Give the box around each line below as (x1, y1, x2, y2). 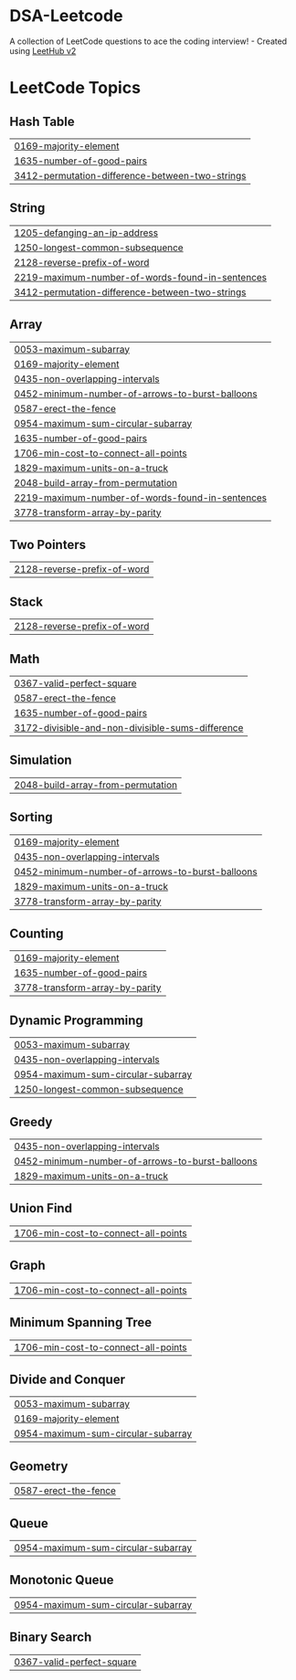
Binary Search (9, 1630, 92, 1645)
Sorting (9, 809, 53, 825)
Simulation (9, 753, 72, 768)
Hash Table (9, 113, 75, 129)
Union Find (9, 1200, 73, 1216)
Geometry (9, 1458, 69, 1474)
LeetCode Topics (9, 78, 142, 99)
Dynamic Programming (9, 1012, 143, 1028)
